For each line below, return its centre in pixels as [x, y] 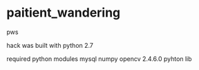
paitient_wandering [64, 13]
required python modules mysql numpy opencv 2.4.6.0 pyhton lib [99, 59]
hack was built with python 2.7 [50, 45]
